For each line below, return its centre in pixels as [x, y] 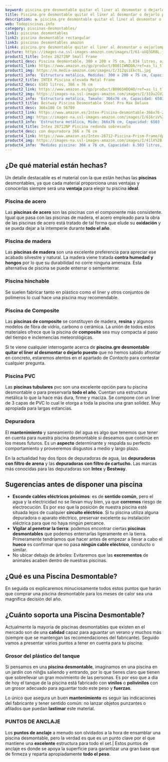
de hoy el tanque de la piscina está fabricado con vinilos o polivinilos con [82, 683]
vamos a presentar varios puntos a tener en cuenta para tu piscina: [74, 643]
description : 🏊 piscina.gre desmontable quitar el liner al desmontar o [83, 19]
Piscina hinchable [27, 281]
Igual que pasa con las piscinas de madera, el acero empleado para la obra [82, 218]
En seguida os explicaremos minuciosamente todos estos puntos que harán [83, 588]
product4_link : [21, 136]
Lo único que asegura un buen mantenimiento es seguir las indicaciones [80, 698]
